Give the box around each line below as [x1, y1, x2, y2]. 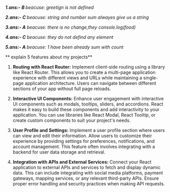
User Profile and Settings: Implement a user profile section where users [12, 127, 165, 133]
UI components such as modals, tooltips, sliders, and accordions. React [12, 101, 163, 107]
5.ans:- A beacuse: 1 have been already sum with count [5, 44, 124, 50]
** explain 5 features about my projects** [5, 54, 93, 60]
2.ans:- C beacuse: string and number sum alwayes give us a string [5, 14, 149, 20]
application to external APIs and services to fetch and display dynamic [12, 164, 161, 170]
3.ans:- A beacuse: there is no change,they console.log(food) [5, 24, 136, 30]
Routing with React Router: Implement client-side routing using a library [12, 64, 165, 70]
